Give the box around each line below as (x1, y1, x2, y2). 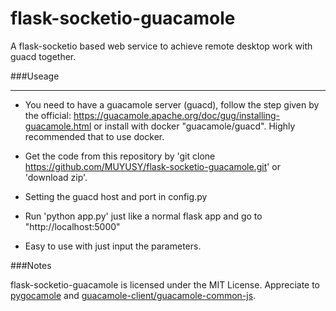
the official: (24, 109, 72, 121)
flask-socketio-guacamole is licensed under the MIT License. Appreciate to (10, 278, 321, 291)
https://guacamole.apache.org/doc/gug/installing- (73, 109, 280, 121)
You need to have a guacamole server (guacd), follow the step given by (24, 98, 320, 111)
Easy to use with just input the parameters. (24, 240, 202, 252)
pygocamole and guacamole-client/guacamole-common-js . (10, 289, 257, 301)
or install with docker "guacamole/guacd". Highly (93, 120, 296, 132)
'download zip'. (24, 171, 88, 183)
